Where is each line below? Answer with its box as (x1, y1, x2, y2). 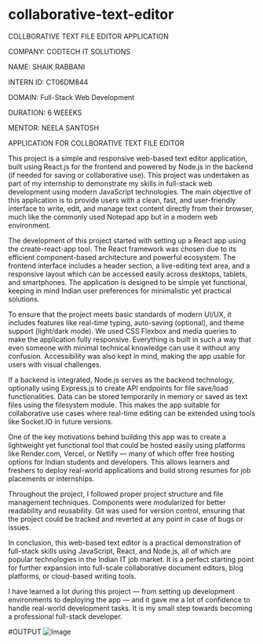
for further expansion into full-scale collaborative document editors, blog (8, 563, 244, 572)
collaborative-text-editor (8, 6, 174, 24)
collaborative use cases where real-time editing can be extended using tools (8, 408, 256, 418)
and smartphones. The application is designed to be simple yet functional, (8, 277, 248, 287)
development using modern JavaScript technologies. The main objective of (8, 187, 251, 196)
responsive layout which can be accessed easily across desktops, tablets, (8, 269, 248, 279)
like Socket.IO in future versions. (8, 416, 114, 426)
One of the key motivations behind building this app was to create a (8, 431, 226, 442)
